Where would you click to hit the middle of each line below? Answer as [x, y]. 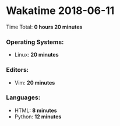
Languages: [23, 97]
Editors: [17, 70]
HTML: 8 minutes [36, 110]
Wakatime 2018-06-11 [60, 11]
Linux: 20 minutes [37, 55]
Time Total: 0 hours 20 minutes [44, 27]
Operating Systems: [35, 42]
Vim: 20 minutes [35, 82]
